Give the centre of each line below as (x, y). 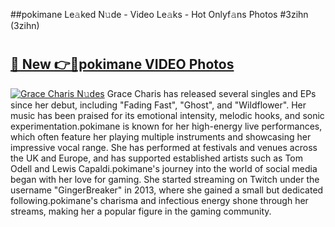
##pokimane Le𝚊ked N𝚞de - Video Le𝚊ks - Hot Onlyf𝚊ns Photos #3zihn (159, 14)
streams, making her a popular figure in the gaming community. (141, 211)
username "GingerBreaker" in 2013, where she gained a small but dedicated (167, 190)
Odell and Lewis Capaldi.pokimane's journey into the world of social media (164, 168)
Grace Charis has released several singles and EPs (211, 93)
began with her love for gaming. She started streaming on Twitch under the (165, 179)
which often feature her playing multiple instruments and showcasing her (161, 136)
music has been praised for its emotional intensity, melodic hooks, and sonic (167, 115)
